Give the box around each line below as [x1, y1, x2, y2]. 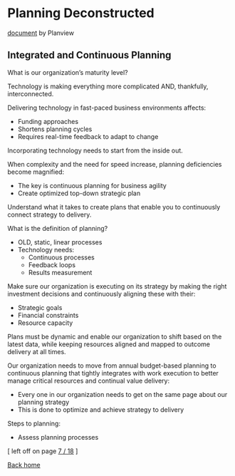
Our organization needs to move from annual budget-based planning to [7, 361, 216, 370]
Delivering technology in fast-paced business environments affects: [7, 103, 207, 112]
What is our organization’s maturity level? [7, 68, 128, 76]
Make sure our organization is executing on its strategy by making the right [7, 281, 227, 290]
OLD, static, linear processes [17, 237, 103, 247]
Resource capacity [17, 319, 73, 327]
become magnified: [7, 167, 65, 176]
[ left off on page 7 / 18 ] [7, 447, 78, 455]
